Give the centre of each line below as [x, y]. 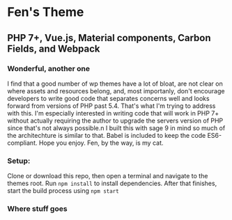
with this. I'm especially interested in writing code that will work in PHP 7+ [113, 113]
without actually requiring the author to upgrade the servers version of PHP [115, 120]
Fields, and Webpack [54, 48]
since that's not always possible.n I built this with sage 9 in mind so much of [116, 128]
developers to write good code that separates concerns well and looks [109, 98]
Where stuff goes [37, 209]
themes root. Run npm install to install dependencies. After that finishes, [112, 183]
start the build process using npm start [63, 191]
